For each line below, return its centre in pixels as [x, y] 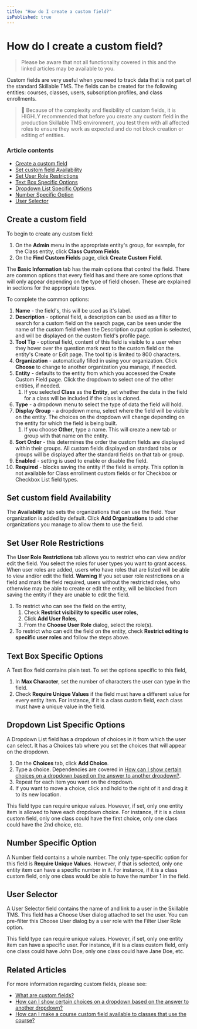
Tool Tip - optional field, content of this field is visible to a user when [98, 341]
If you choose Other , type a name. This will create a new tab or [100, 429]
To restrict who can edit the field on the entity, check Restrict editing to [102, 631]
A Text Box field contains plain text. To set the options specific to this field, [97, 670]
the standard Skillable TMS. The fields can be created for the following [92, 87]
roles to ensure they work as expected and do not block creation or [102, 129]
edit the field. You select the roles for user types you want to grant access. [97, 563]
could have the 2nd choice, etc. [45, 824]
